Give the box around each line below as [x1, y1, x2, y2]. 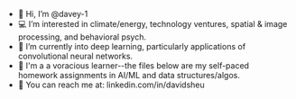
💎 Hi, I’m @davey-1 [17, 9, 88, 19]
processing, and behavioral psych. [17, 31, 147, 42]
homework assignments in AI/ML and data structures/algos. [17, 70, 241, 80]
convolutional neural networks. [17, 50, 134, 61]
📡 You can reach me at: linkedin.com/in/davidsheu [17, 79, 205, 90]
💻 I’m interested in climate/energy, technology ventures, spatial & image [17, 19, 288, 29]
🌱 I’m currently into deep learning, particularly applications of [17, 41, 246, 51]
